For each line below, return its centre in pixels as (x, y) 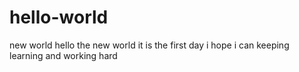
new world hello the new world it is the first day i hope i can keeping (149, 45)
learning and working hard (63, 55)
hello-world (59, 17)
